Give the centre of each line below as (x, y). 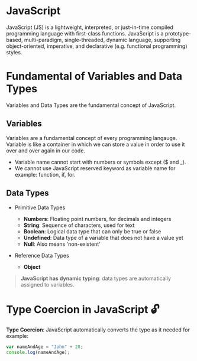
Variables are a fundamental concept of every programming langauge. (92, 138)
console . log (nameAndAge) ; (38, 353)
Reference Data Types (42, 255)
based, (14, 40)
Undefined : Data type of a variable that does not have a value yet (103, 238)
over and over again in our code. (46, 150)
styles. (14, 52)
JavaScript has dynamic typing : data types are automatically (96, 278)
